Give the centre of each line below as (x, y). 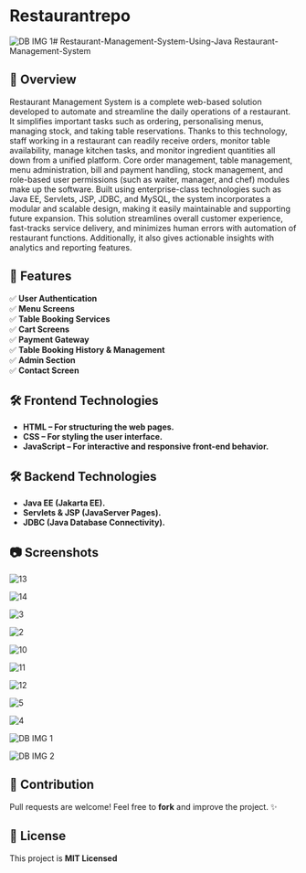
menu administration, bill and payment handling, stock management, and (146, 169)
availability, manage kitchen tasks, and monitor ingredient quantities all (142, 150)
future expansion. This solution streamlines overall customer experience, (146, 218)
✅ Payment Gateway (49, 339)
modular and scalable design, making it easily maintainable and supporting (150, 208)
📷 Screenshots (54, 553)
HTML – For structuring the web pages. (99, 427)
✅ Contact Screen (44, 370)
